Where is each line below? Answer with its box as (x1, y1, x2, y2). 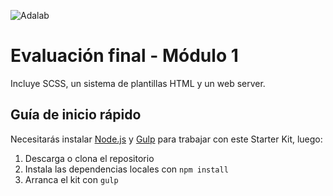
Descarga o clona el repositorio (24, 152, 155, 164)
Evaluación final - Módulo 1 (10, 45, 239, 67)
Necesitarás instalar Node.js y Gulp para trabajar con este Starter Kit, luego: (10, 133, 323, 145)
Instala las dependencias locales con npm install (24, 163, 229, 175)
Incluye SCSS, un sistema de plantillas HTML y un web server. (10, 77, 266, 89)
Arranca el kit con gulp (24, 173, 119, 185)
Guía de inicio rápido (10, 106, 142, 124)
